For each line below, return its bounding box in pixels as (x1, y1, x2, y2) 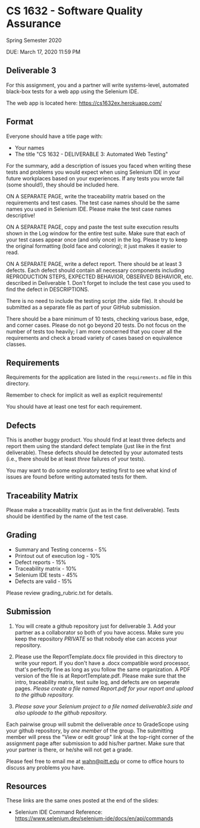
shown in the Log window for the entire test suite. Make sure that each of (6, 229, 186, 237)
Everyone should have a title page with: (6, 133, 103, 140)
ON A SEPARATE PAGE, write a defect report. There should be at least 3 (6, 260, 182, 267)
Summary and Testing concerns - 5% (14, 545, 107, 553)
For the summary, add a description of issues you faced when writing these (6, 162, 192, 169)
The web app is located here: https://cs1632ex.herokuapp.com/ (6, 99, 162, 106)
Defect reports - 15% (14, 559, 67, 566)
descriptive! (6, 211, 36, 219)
